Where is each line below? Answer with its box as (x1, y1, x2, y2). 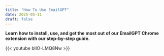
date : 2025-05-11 (5, 12, 42, 17)
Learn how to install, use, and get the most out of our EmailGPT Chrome (5, 30, 159, 36)
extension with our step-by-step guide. (5, 35, 90, 41)
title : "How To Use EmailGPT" (5, 7, 70, 12)
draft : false (5, 16, 33, 21)
